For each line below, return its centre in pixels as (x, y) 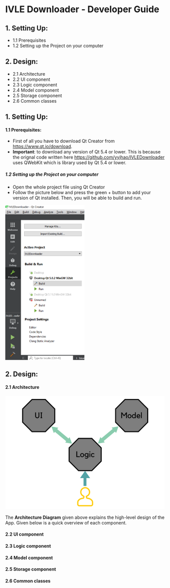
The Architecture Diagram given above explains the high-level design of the (85, 517)
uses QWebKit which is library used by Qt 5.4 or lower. (69, 163)
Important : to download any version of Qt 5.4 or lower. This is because (87, 152)
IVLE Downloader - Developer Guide (82, 9)
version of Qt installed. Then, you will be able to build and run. (77, 198)
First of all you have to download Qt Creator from (63, 141)
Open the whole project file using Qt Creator (59, 187)
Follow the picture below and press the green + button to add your (81, 193)
